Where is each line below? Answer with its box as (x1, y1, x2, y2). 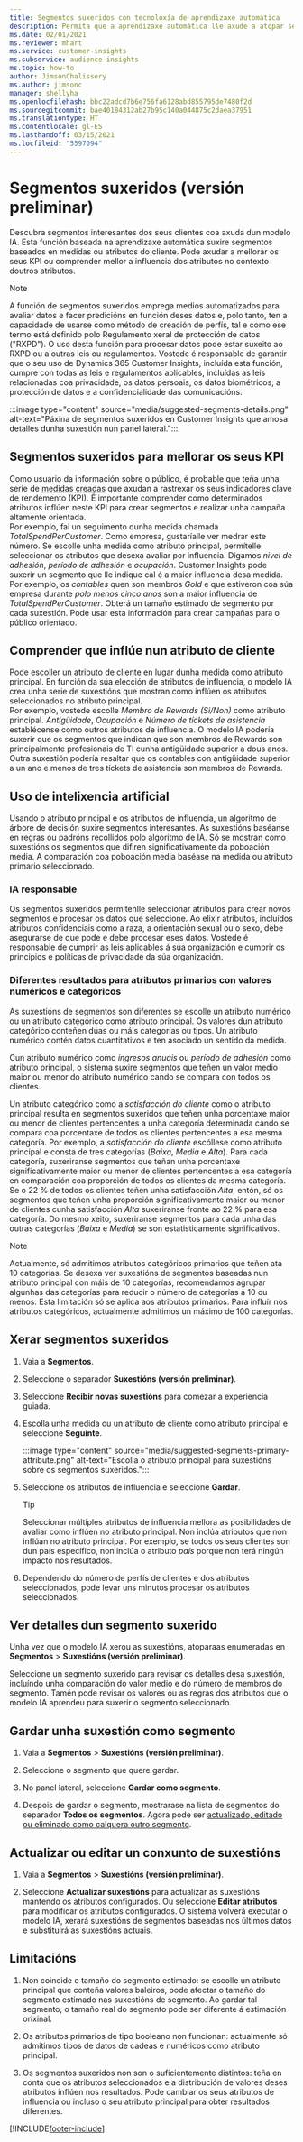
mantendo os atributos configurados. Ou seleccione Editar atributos (22, 1896, 278, 1907)
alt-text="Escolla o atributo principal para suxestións (76, 1454, 272, 1466)
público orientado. (9, 617, 78, 628)
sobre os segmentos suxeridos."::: (22, 1464, 150, 1475)
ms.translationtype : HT (9, 114, 99, 123)
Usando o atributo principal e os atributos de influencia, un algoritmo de (9, 813, 277, 823)
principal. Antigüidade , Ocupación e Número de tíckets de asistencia (9, 714, 266, 726)
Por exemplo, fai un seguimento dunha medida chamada (9, 520, 219, 532)
